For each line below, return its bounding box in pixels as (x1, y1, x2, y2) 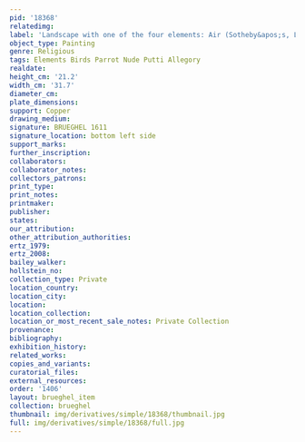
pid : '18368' (9, 13, 59, 23)
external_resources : (9, 376, 88, 386)
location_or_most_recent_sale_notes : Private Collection (9, 317, 230, 327)
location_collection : (9, 309, 92, 318)
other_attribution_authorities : (9, 232, 132, 241)
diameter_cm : (9, 89, 59, 98)
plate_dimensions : (9, 97, 79, 107)
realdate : (9, 64, 47, 74)
